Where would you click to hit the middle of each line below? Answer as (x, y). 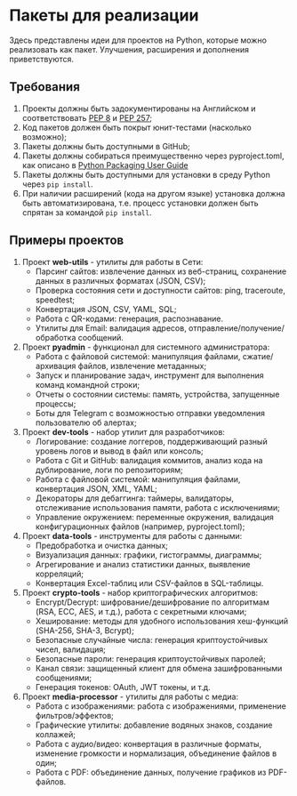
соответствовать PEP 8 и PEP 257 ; (87, 117)
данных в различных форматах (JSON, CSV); (120, 280)
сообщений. (101, 337)
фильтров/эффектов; (74, 715)
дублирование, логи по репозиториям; (109, 470)
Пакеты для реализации (104, 16)
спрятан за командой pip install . (87, 212)
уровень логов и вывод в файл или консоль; (119, 451)
